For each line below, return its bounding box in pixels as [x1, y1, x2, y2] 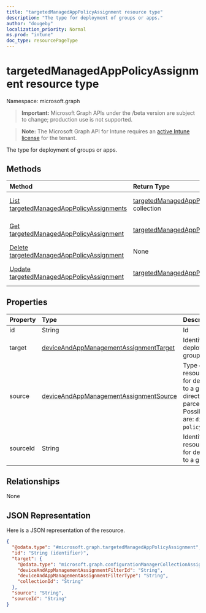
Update [9, 265, 31, 273]
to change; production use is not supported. [21, 115, 133, 123]
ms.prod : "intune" [6, 32, 53, 38]
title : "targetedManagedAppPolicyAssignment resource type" [6, 9, 164, 15]
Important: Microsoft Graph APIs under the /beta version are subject [21, 109, 195, 117]
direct [183, 391, 200, 400]
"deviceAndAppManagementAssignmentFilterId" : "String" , [17, 567, 164, 573]
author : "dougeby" [6, 20, 53, 26]
